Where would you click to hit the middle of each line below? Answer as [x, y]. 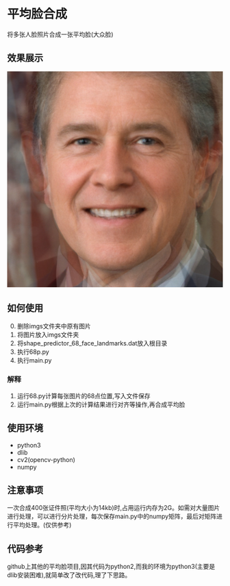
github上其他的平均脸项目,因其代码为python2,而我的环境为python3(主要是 [111, 567]
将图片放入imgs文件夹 [48, 334]
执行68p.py [33, 352]
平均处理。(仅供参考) [42, 525]
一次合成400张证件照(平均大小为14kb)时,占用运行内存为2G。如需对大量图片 [114, 508]
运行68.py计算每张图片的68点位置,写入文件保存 [84, 395]
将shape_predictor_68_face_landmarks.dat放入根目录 [92, 343]
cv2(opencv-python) [46, 459]
